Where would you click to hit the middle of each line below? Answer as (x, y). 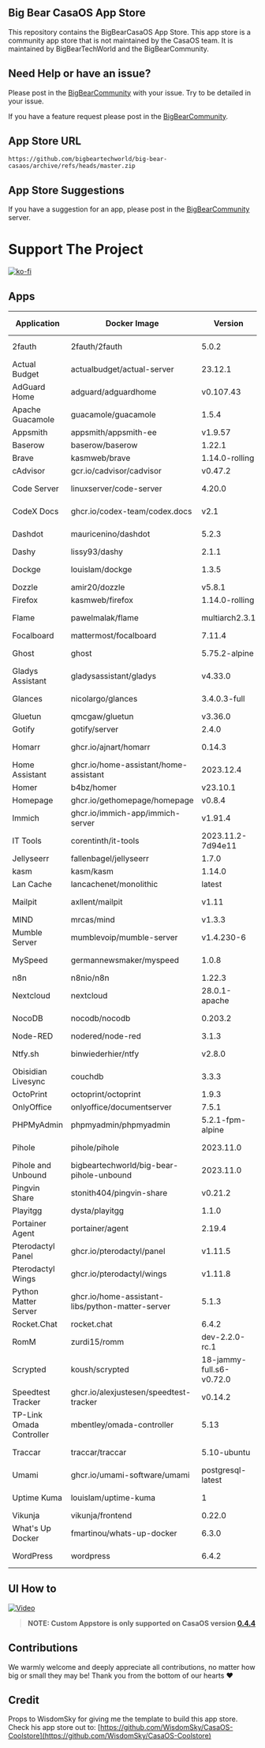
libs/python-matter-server (121, 1306)
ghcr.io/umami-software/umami (130, 1475)
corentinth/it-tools (105, 841)
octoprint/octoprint (106, 1094)
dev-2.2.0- (224, 1337)
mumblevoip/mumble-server (124, 937)
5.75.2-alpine (228, 653)
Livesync (29, 1082)
